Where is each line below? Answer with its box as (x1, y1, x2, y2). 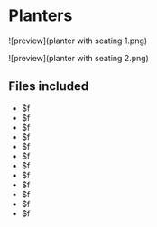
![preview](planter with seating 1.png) (8, 35, 148, 46)
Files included (8, 78, 89, 95)
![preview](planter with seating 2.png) (8, 52, 150, 63)
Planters (8, 5, 73, 26)
